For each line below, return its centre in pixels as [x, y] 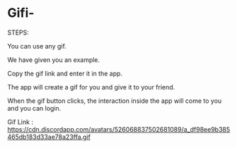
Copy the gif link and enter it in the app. [65, 73]
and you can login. [34, 108]
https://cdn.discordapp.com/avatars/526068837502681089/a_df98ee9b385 [119, 129]
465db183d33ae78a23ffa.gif [49, 137]
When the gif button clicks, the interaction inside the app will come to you [115, 101]
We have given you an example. [54, 60]
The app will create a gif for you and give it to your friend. [91, 87]
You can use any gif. [37, 46]
